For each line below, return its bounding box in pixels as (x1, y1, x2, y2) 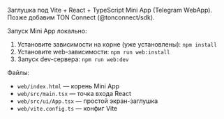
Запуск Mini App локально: (7, 27, 87, 35)
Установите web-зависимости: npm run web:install (17, 48, 170, 56)
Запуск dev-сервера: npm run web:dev (17, 55, 129, 63)
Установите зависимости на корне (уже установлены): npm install (17, 40, 218, 48)
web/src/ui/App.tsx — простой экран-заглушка (17, 97, 158, 105)
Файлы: (7, 69, 30, 77)
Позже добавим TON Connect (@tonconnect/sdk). (7, 13, 155, 22)
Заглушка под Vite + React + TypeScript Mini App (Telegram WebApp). (7, 6, 213, 14)
